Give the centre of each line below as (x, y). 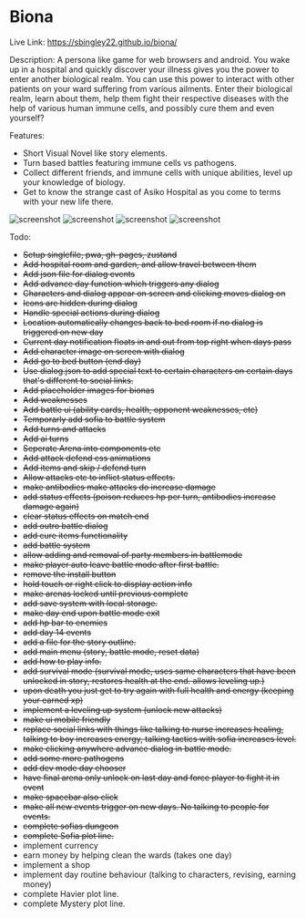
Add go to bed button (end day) (82, 361)
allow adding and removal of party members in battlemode (133, 554)
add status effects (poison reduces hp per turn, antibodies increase (149, 496)
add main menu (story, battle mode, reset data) (111, 651)
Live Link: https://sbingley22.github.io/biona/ (93, 42)
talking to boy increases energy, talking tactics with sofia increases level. (159, 738)
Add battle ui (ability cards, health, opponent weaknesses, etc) (140, 409)
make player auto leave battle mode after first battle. (121, 564)
